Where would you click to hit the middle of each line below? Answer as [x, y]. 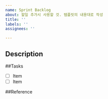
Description [24, 54]
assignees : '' [20, 29]
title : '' [16, 19]
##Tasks [14, 66]
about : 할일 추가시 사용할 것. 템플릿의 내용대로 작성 [54, 15]
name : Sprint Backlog [28, 10]
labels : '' [17, 24]
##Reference [19, 92]
